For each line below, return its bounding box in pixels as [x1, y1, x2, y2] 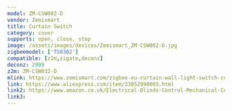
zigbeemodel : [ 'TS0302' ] [7, 49, 79, 56]
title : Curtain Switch [7, 23, 72, 30]
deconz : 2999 [7, 61, 45, 68]
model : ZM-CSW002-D [7, 10, 64, 17]
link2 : [7, 87, 26, 94]
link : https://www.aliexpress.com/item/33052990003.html [7, 81, 175, 88]
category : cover [7, 29, 54, 37]
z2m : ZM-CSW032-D [7, 68, 57, 74]
